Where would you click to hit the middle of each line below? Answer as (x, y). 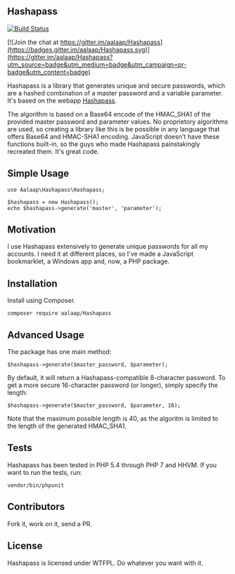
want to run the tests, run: (45, 472)
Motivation (32, 230)
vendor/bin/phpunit (36, 485)
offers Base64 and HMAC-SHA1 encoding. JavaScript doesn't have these (114, 136)
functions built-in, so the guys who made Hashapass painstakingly (104, 144)
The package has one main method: (59, 352)
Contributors (36, 507)
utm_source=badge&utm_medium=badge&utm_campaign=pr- (97, 64)
